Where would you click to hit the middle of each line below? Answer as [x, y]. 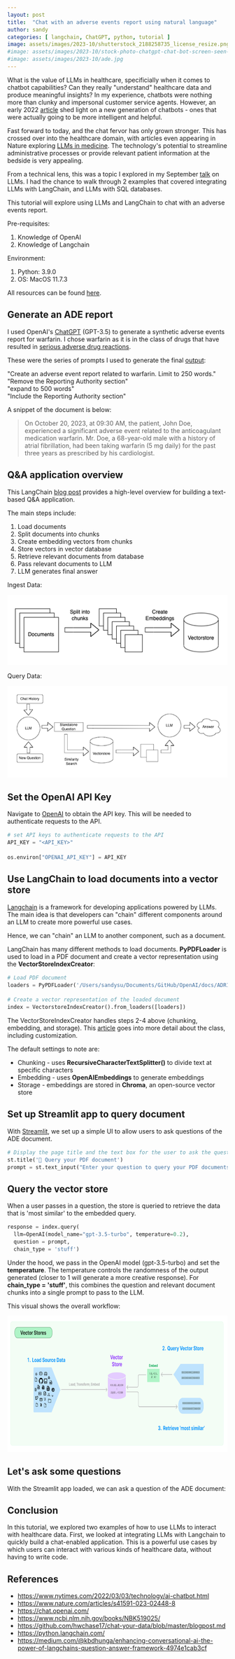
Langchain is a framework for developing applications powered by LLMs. [112, 907]
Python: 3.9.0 [37, 271]
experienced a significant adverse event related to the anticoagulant [123, 430]
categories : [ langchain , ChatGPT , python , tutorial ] [89, 37]
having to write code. [38, 1557]
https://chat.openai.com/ [53, 1611]
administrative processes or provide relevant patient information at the [109, 153]
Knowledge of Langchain [53, 245]
